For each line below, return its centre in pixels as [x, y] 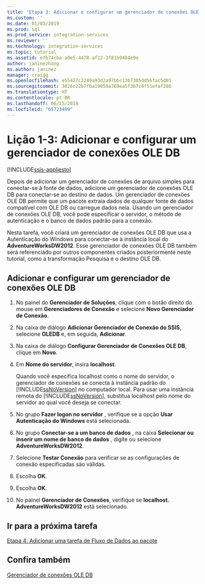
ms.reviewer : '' [28, 41]
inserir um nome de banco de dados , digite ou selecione [88, 440]
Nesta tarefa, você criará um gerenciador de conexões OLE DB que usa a [99, 233]
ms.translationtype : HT [37, 92]
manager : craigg [28, 75]
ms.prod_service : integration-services [58, 35]
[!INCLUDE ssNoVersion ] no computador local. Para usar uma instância [105, 389]
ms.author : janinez [32, 69]
